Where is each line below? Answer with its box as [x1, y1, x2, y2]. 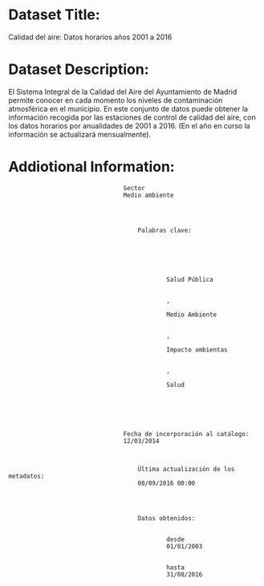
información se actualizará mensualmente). [8, 129, 151, 139]
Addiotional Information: [8, 158, 175, 176]
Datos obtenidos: [137, 514, 196, 523]
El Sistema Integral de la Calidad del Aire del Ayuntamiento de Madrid [8, 87, 238, 96]
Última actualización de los [137, 465, 235, 473]
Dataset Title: [8, 6, 100, 24]
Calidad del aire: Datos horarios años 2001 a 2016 [8, 32, 173, 42]
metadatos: [8, 472, 45, 480]
